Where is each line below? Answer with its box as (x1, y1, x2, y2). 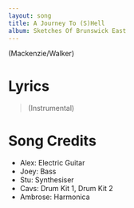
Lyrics (8, 77, 50, 95)
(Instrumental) (27, 104, 75, 113)
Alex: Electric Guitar (19, 158, 85, 168)
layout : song (8, 11, 52, 20)
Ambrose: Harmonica (19, 192, 90, 202)
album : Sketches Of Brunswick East (8, 27, 127, 35)
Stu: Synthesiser (19, 175, 74, 185)
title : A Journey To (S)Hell (8, 19, 105, 27)
